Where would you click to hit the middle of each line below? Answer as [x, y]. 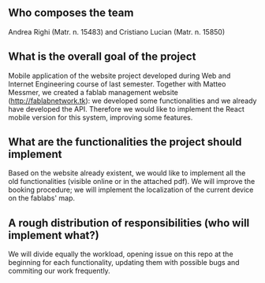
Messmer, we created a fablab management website [93, 92]
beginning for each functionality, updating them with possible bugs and [124, 263]
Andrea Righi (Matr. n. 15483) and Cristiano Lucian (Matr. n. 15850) [117, 31]
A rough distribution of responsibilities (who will [129, 223]
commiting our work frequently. [59, 271]
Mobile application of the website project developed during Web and [119, 75]
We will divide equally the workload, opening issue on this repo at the [121, 254]
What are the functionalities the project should [125, 142]
